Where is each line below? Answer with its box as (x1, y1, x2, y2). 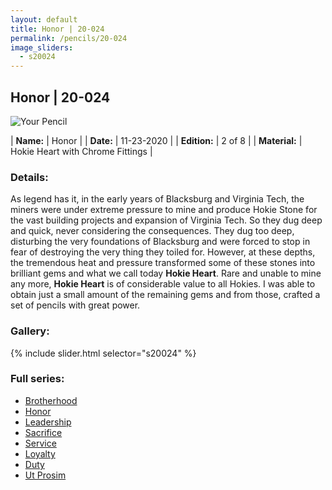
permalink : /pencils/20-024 (10, 33, 128, 43)
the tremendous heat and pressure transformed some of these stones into (10, 257, 316, 269)
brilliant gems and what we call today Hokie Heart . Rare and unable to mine (10, 267, 322, 280)
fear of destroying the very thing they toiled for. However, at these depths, (10, 246, 316, 258)
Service (24, 437, 57, 449)
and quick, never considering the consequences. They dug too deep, (10, 225, 295, 237)
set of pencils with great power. (10, 299, 141, 311)
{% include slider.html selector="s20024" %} (10, 347, 197, 359)
